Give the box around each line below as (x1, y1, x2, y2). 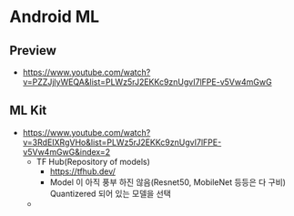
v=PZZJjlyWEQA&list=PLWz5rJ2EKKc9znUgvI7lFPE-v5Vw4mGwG (22, 77, 272, 87)
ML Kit (9, 103, 47, 118)
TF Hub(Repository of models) (35, 156, 150, 167)
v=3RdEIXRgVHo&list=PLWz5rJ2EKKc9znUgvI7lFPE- (22, 137, 222, 148)
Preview (9, 43, 57, 58)
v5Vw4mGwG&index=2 (22, 146, 111, 157)
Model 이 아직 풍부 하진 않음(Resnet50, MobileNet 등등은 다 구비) (49, 176, 287, 188)
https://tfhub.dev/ (49, 166, 117, 177)
